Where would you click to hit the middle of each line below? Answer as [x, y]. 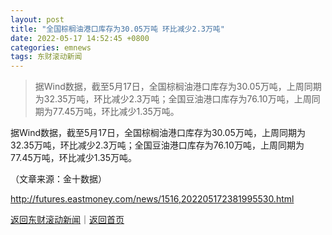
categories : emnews [51, 47]
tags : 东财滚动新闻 [46, 57]
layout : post [37, 19]
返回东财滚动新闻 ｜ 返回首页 [67, 220]
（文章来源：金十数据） [58, 179]
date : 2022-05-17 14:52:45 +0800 [80, 38]
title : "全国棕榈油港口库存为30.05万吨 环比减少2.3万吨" [117, 29]
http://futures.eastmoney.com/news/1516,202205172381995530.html [152, 199]
